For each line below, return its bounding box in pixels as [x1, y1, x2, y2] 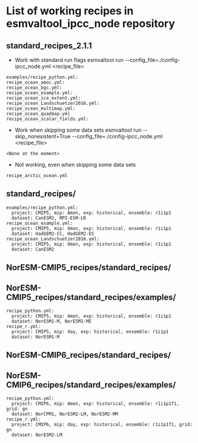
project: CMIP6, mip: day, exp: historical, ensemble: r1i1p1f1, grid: [11, 422, 193, 427]
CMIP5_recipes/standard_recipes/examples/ [6, 292, 177, 302]
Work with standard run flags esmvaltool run [14, 57, 124, 63]
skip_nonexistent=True [14, 133, 71, 140]
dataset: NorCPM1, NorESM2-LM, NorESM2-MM [11, 411, 118, 417]
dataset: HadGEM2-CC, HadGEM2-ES [11, 231, 95, 237]
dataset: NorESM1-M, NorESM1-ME [11, 318, 92, 324]
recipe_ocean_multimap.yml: [6, 106, 76, 111]
